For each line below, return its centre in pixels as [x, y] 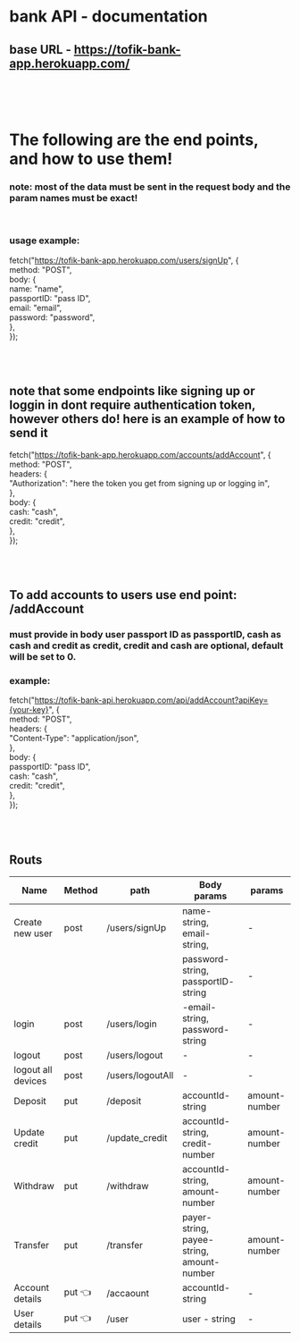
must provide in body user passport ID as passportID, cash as [145, 634]
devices [30, 1081]
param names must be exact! [74, 198]
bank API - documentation [108, 17]
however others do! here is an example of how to [147, 419]
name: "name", [37, 289]
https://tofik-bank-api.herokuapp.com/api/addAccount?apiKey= [151, 700]
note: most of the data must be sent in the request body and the [150, 187]
